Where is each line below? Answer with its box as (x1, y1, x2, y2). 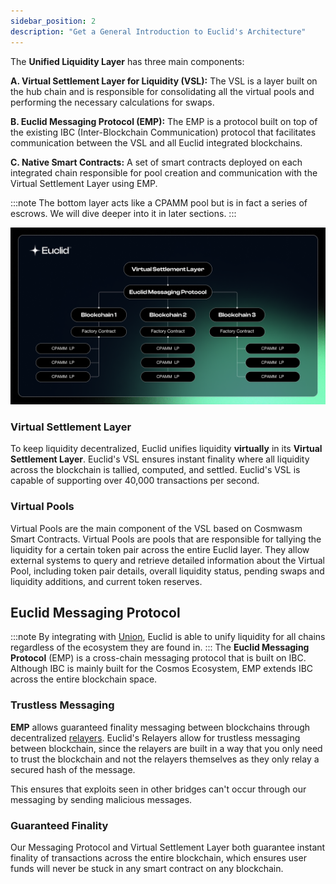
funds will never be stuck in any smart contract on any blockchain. (10, 863, 284, 874)
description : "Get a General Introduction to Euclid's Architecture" (10, 26, 307, 37)
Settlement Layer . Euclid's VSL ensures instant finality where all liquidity (10, 453, 310, 465)
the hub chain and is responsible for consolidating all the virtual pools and (10, 85, 315, 97)
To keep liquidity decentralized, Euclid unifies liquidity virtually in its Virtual (10, 443, 323, 455)
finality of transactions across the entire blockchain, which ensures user (10, 852, 307, 864)
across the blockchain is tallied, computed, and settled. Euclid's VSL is (10, 464, 301, 476)
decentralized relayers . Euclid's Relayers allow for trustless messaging (10, 731, 301, 744)
